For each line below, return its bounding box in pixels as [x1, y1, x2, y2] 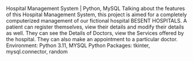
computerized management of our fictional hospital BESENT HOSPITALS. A [6, 17, 187, 24]
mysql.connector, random [6, 48, 68, 55]
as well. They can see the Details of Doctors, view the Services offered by [6, 30, 184, 37]
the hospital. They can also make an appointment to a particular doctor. [6, 36, 178, 42]
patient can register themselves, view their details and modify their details [6, 23, 184, 30]
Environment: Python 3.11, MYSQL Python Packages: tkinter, [6, 42, 150, 49]
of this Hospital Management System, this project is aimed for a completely [6, 11, 187, 18]
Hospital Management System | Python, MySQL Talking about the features [6, 5, 185, 12]
